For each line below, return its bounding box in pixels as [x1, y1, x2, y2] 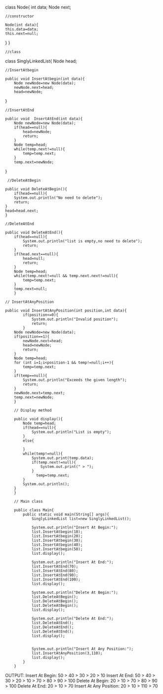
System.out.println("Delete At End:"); [31, 616, 114, 621]
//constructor [5, 14, 35, 19]
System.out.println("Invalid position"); [31, 317, 119, 322]
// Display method [14, 408, 52, 413]
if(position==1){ [14, 334, 50, 339]
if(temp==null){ [14, 373, 48, 378]
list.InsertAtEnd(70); [31, 564, 79, 569]
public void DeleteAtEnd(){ [5, 230, 63, 235]
